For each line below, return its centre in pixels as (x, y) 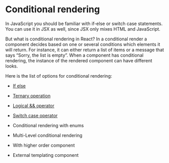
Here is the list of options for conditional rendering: (59, 76)
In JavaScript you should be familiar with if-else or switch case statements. (84, 24)
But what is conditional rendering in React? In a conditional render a (76, 39)
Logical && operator (33, 105)
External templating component (46, 155)
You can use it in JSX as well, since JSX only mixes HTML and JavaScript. (83, 29)
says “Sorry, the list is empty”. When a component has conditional (74, 55)
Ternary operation (32, 96)
